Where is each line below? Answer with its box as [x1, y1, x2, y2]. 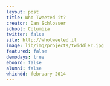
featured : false [6, 48, 47, 55]
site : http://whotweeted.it [6, 37, 77, 43]
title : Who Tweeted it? [6, 15, 66, 21]
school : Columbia [6, 25, 50, 32]
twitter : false [6, 31, 45, 38]
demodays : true [6, 54, 45, 60]
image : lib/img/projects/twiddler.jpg [6, 43, 104, 49]
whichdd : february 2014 [6, 71, 66, 77]
